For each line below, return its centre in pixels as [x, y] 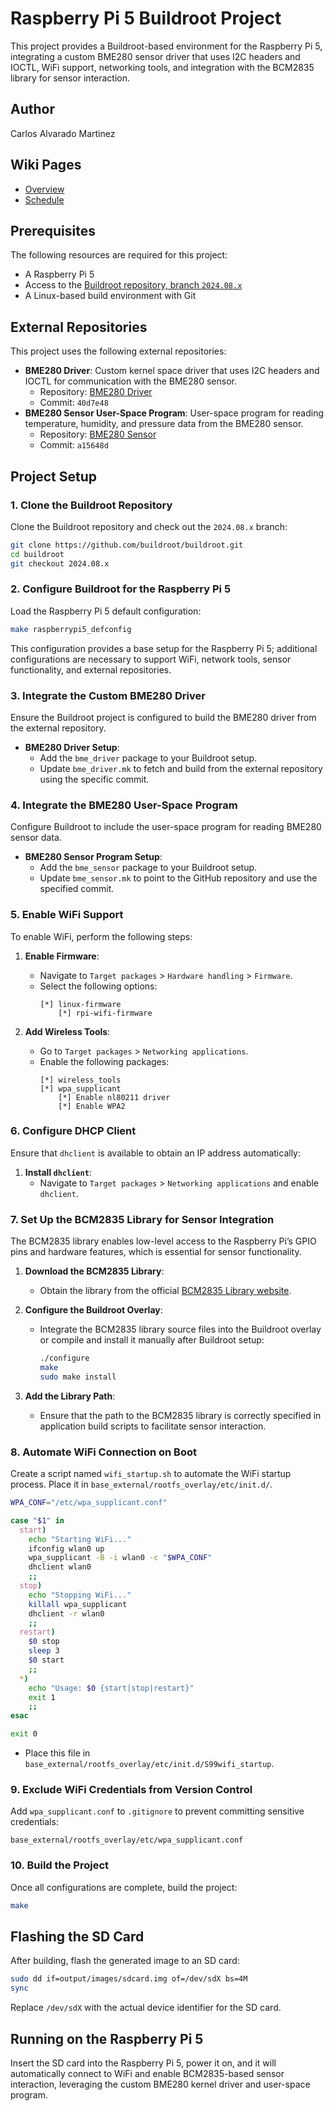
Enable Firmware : [62, 956]
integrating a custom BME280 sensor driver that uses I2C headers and [155, 56]
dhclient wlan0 [60, 1567]
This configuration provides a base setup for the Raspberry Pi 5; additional [164, 648]
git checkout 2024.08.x [60, 563]
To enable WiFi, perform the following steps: [101, 936]
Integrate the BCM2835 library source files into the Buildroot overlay [180, 1329]
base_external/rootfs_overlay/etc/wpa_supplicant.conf [127, 1840]
